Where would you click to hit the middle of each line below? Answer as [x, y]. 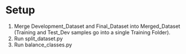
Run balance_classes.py [43, 45]
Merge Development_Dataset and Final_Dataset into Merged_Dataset [97, 26]
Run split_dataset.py [38, 38]
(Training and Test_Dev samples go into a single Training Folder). [92, 32]
